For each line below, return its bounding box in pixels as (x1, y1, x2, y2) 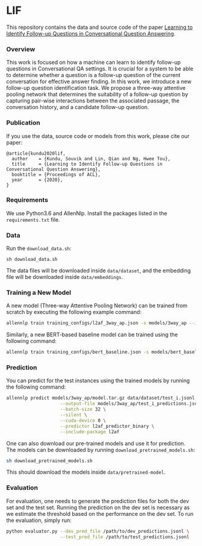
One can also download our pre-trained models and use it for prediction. (6, 439, 186, 447)
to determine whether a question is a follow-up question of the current (6, 72, 181, 79)
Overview (6, 45, 35, 53)
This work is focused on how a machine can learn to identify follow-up (6, 58, 181, 66)
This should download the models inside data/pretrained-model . (6, 468, 166, 476)
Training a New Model (6, 289, 72, 297)
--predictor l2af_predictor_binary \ (60, 423, 155, 429)
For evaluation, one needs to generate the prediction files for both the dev (6, 497, 189, 504)
